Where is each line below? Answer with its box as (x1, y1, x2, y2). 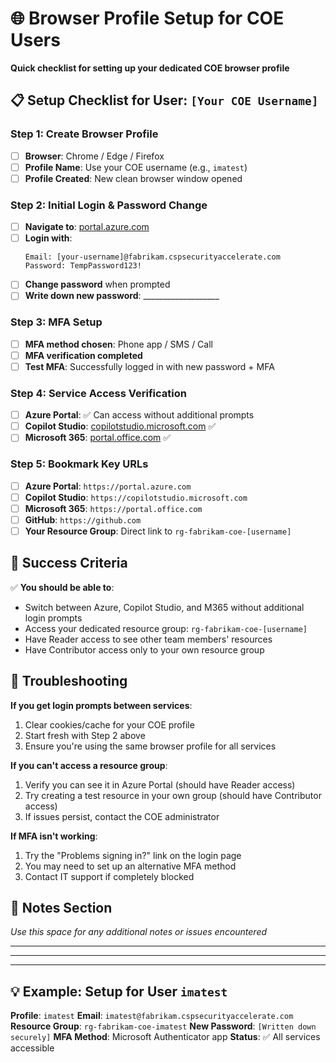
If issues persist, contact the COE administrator (24, 810, 220, 822)
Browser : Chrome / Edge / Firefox (24, 150, 165, 162)
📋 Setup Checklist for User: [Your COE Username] (10, 92, 319, 109)
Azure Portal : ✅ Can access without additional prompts (24, 409, 255, 421)
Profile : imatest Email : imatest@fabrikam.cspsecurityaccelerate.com (10, 1010, 294, 1022)
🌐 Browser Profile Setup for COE (10, 7, 285, 30)
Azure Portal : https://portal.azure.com (24, 480, 192, 492)
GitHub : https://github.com (24, 513, 142, 526)
